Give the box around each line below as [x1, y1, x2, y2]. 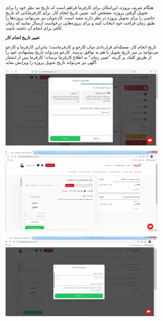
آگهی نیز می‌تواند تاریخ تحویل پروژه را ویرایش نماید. [5, 60, 98, 65]
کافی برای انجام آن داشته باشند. [5, 25, 63, 31]
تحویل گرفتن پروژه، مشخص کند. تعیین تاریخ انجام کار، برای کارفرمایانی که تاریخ [5, 10, 148, 16]
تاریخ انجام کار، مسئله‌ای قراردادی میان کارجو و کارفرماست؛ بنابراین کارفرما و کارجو [5, 44, 157, 49]
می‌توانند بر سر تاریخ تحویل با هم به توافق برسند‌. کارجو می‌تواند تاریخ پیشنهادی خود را [5, 49, 159, 55]
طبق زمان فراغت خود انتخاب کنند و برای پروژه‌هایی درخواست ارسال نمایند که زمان [5, 20, 155, 26]
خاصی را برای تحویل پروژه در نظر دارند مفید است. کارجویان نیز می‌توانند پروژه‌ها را [5, 15, 155, 20]
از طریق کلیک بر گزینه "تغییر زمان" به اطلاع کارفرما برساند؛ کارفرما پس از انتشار [5, 54, 152, 60]
